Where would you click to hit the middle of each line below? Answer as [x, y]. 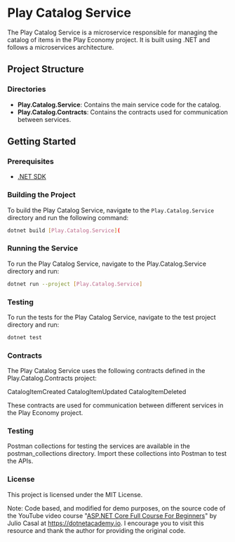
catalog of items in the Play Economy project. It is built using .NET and [109, 39]
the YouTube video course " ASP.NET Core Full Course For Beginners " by [112, 515]
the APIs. [20, 461]
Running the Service [43, 248]
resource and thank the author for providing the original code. [96, 530]
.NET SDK [32, 177]
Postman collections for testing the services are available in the [99, 446]
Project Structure [46, 69]
